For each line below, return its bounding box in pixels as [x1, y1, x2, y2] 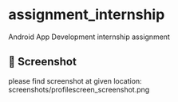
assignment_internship [8, 6, 165, 24]
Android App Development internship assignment [8, 32, 170, 41]
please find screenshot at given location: [8, 76, 142, 85]
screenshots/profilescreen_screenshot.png [8, 84, 150, 94]
